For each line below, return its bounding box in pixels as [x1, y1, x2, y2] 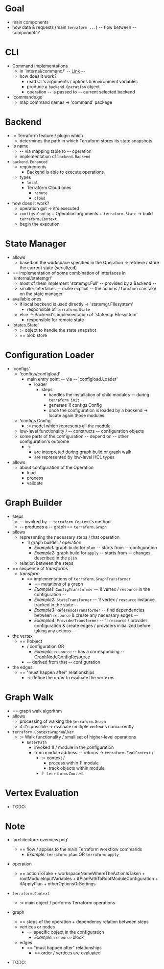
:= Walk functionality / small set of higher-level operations [19, 734, 136, 739]
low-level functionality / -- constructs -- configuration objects [19, 428, 144, 434]
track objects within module [48, 765, 105, 771]
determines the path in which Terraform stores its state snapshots [19, 138, 153, 143]
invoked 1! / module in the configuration [34, 744, 114, 750]
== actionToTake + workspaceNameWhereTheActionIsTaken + [19, 871, 145, 877]
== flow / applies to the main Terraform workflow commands [19, 846, 142, 852]
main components [12, 19, 49, 25]
